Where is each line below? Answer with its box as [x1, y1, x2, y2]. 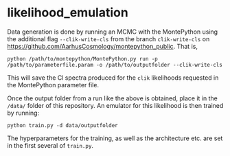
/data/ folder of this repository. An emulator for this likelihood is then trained [7, 101, 224, 109]
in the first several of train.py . [7, 141, 94, 149]
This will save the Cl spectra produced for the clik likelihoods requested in [7, 74, 219, 82]
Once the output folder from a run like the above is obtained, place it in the [7, 94, 218, 102]
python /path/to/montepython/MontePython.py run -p [7, 55, 158, 63]
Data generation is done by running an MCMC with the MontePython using [7, 27, 218, 36]
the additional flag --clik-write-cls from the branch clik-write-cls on [7, 34, 210, 43]
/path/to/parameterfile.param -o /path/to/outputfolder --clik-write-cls [7, 61, 223, 68]
